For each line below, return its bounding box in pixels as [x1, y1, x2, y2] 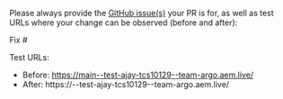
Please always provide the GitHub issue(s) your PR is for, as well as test [9, 8, 274, 18]
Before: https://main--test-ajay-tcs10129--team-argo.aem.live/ [22, 69, 254, 80]
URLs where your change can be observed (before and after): [9, 17, 238, 28]
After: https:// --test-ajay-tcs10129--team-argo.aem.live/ [22, 79, 230, 89]
